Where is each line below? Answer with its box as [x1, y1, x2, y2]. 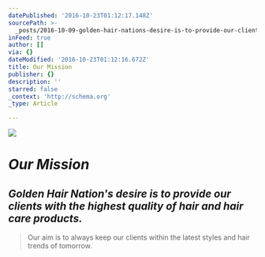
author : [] [8, 41, 44, 49]
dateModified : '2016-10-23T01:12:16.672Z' [8, 56, 150, 64]
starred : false [8, 85, 58, 93]
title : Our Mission [8, 63, 73, 71]
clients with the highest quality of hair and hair [8, 199, 244, 213]
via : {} [8, 48, 34, 56]
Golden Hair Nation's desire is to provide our [8, 187, 231, 200]
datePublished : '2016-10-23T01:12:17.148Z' [8, 11, 154, 20]
